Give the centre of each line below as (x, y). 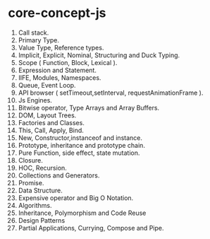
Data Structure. (40, 190)
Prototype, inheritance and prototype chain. (81, 145)
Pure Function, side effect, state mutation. (79, 153)
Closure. (30, 160)
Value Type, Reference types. (61, 47)
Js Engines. (35, 100)
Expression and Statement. (57, 70)
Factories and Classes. (51, 122)
